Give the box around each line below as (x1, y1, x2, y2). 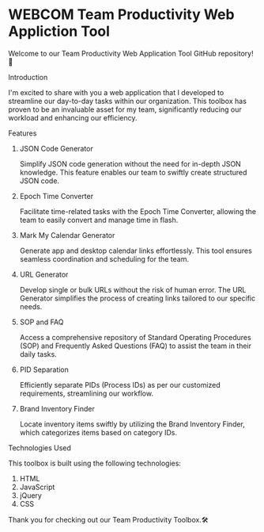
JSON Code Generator (19, 144, 93, 153)
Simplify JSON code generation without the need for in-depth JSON (19, 159, 241, 168)
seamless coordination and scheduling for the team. (19, 254, 190, 263)
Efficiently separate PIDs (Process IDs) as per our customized (19, 380, 221, 389)
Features (8, 128, 37, 138)
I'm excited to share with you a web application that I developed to (8, 87, 224, 97)
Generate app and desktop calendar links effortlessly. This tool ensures (19, 246, 253, 255)
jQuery (19, 490, 42, 500)
